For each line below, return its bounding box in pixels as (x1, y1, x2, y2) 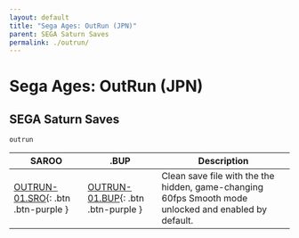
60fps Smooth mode (161, 193, 248, 205)
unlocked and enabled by (161, 203, 267, 216)
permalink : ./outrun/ (9, 37, 90, 47)
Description (198, 155, 249, 168)
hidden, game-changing (161, 181, 264, 193)
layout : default (9, 12, 69, 22)
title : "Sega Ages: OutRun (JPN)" (9, 21, 138, 30)
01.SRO (13, 193, 46, 205)
